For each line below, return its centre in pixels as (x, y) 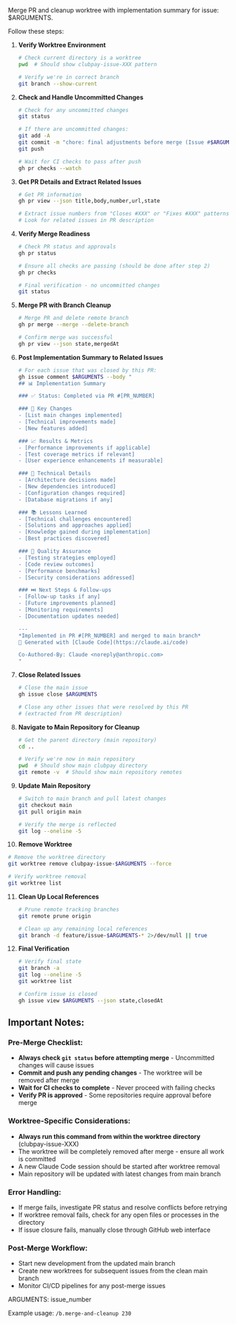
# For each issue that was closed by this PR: (87, 370)
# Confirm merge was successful (65, 337)
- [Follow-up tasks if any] (59, 597)
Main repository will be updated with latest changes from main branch (119, 1174)
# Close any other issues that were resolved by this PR (103, 707)
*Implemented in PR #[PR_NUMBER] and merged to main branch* (110, 636)
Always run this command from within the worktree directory (109, 1136)
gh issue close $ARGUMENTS (58, 694)
